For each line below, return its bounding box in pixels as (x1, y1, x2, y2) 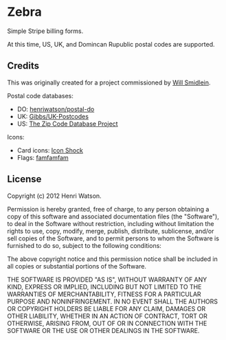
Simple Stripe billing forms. (7, 27, 84, 35)
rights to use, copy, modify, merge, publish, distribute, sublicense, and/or (7, 227, 214, 235)
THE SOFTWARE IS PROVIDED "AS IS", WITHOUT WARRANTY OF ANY (7, 275, 207, 284)
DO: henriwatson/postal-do (16, 104, 95, 113)
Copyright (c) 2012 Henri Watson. (7, 192, 102, 200)
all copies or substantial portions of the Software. (7, 262, 146, 270)
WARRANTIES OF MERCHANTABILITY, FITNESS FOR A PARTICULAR (7, 290, 201, 298)
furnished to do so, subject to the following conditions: (7, 241, 161, 249)
